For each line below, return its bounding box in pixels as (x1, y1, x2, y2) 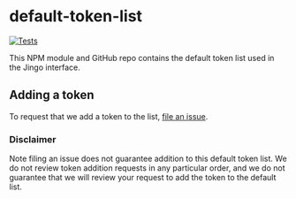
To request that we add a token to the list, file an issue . (9, 111, 209, 121)
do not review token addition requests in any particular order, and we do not (9, 163, 285, 173)
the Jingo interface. (9, 62, 81, 73)
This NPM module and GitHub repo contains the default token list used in (9, 52, 275, 63)
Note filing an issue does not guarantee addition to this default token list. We (9, 153, 287, 165)
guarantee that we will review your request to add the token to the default (9, 172, 277, 183)
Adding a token (9, 88, 95, 103)
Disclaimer (9, 133, 57, 145)
